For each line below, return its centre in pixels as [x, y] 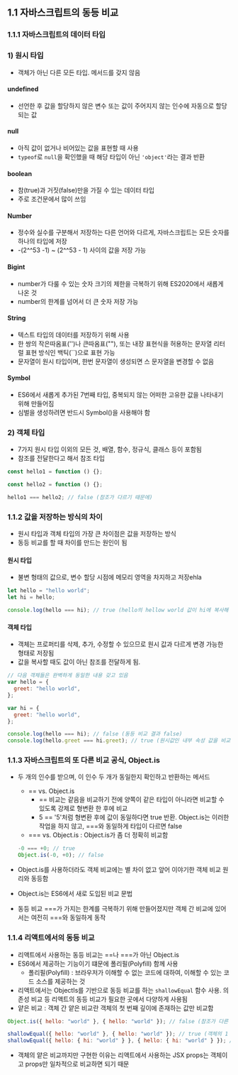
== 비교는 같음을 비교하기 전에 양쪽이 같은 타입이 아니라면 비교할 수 [131, 800]
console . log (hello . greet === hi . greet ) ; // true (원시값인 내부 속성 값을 [113, 741]
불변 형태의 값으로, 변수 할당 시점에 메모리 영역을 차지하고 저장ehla [109, 577]
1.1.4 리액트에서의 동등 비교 [51, 938]
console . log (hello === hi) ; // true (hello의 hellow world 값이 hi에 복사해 [118, 610]
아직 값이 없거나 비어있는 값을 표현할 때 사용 [78, 148]
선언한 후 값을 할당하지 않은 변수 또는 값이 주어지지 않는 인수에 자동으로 [116, 106]
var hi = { [23, 708]
